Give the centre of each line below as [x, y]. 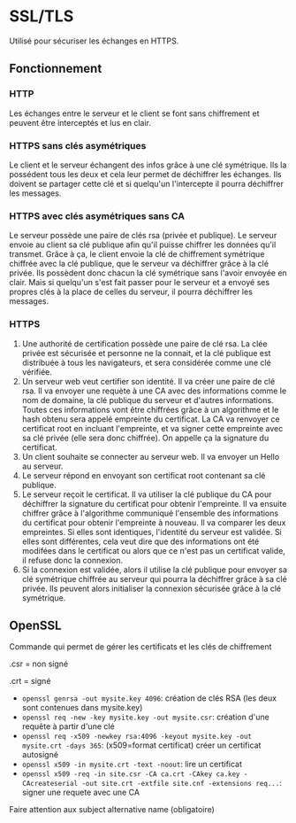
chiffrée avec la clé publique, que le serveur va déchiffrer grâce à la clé [139, 264]
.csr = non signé [39, 664]
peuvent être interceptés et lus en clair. [80, 122]
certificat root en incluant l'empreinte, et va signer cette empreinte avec [152, 428]
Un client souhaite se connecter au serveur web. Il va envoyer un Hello [151, 456]
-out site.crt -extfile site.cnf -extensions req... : [182, 783]
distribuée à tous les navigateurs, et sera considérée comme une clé [146, 362]
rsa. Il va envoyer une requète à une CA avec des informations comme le [154, 391]
